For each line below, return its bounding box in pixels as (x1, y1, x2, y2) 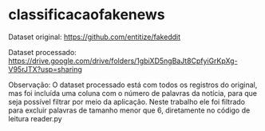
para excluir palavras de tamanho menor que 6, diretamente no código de (8, 105, 251, 115)
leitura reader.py (8, 113, 62, 123)
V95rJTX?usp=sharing (8, 64, 82, 73)
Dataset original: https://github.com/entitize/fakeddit (8, 32, 181, 42)
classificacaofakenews (8, 6, 165, 24)
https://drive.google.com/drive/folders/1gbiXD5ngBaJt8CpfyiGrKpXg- (8, 56, 238, 65)
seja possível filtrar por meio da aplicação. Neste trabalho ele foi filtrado (8, 97, 246, 106)
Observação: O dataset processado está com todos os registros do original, (8, 80, 258, 89)
